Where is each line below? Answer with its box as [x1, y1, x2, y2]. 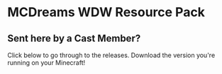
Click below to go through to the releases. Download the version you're [7, 51, 216, 59]
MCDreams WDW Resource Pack [7, 4, 206, 20]
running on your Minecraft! [7, 58, 86, 67]
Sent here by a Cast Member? [7, 32, 141, 44]
